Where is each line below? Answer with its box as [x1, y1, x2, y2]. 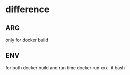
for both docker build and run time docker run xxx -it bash [5, 64, 125, 71]
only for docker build [5, 37, 49, 43]
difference [5, 4, 50, 15]
